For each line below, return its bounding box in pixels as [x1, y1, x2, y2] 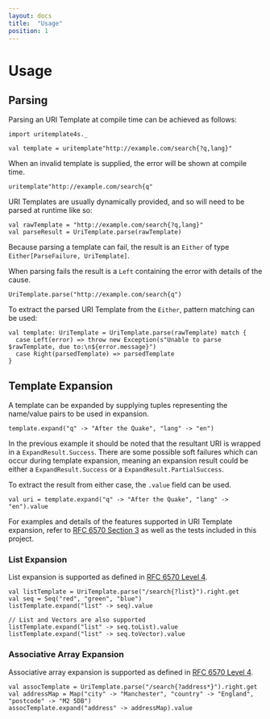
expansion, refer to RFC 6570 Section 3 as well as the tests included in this [8, 526, 257, 535]
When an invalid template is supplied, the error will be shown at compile [8, 159, 247, 168]
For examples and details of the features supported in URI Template [8, 517, 233, 526]
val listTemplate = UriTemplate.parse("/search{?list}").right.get [8, 588, 240, 596]
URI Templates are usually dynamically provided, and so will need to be [8, 197, 245, 206]
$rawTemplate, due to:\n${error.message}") [8, 343, 157, 351]
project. [8, 534, 35, 544]
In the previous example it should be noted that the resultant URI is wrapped [8, 438, 261, 448]
